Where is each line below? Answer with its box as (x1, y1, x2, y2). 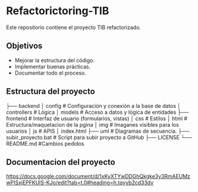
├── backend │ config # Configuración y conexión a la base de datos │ (6, 102, 181, 109)
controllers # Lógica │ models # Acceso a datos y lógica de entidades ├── (6, 108, 189, 116)
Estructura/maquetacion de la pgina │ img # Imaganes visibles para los (6, 121, 179, 128)
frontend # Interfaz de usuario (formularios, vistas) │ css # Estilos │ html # (6, 114, 188, 122)
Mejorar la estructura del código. (14, 56, 95, 63)
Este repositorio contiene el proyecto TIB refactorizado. (6, 24, 141, 31)
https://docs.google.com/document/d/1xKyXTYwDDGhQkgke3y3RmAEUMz (6, 173, 191, 180)
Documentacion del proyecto (6, 157, 115, 167)
